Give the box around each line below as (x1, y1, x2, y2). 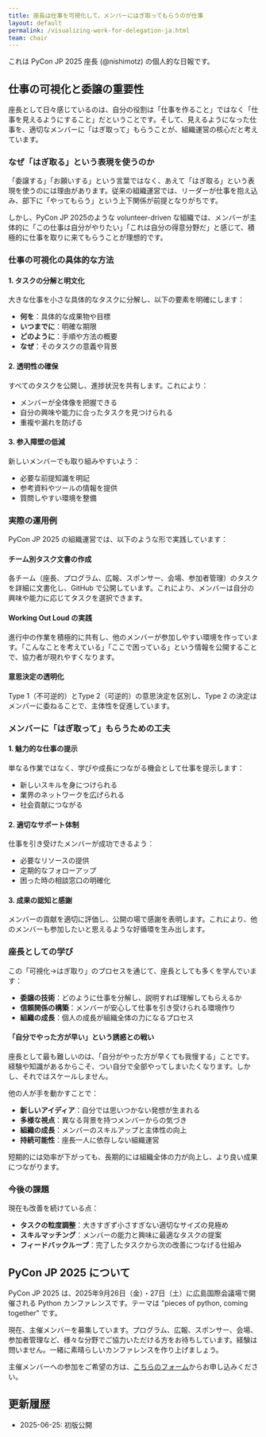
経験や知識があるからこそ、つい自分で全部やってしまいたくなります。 (8, 1061, 237, 1071)
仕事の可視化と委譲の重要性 (8, 82, 145, 95)
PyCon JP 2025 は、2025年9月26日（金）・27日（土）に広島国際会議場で (8, 1288, 249, 1298)
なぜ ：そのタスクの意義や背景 (19, 341, 118, 351)
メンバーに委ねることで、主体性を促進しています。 (8, 701, 175, 711)
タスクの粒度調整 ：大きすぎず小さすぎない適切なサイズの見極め (19, 1221, 229, 1230)
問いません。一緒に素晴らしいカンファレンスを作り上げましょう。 (8, 1345, 224, 1354)
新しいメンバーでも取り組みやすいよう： (8, 456, 141, 465)
